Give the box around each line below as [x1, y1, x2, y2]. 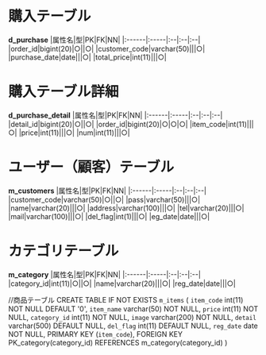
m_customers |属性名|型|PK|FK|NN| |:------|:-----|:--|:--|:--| [8, 186, 206, 195]
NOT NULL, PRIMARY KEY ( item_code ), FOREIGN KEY [8, 329, 183, 338]
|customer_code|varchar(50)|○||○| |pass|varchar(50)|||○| [8, 195, 201, 204]
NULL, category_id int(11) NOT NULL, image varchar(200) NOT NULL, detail [8, 312, 256, 322]
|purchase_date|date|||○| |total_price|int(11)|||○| [8, 52, 167, 62]
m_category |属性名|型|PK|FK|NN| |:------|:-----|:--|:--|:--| [8, 269, 201, 279]
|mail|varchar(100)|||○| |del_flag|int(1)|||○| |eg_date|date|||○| [8, 211, 210, 221]
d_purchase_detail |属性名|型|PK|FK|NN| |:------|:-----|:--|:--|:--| [8, 110, 223, 120]
